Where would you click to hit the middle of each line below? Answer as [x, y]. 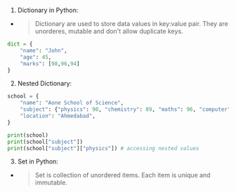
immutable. [51, 182]
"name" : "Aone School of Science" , [72, 103]
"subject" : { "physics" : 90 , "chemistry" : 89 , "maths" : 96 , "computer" [125, 109]
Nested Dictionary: [45, 84]
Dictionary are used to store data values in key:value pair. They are [131, 24]
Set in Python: [38, 161]
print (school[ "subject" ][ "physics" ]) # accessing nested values [103, 148]
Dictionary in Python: [48, 10]
